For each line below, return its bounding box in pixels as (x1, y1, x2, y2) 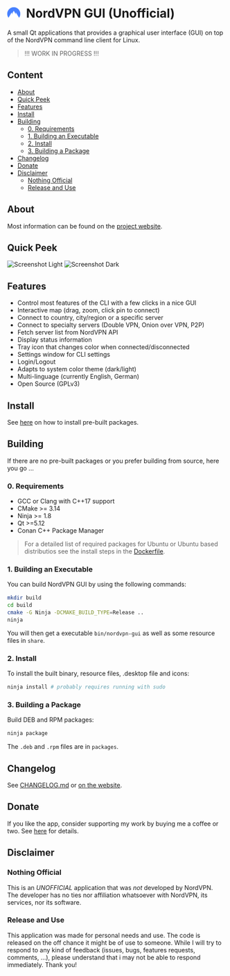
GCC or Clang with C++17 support (17, 497, 115, 506)
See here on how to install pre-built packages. (7, 418, 139, 426)
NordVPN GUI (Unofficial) (26, 6, 175, 21)
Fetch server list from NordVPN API (17, 328, 118, 337)
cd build (7, 602, 33, 609)
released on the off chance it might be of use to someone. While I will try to (7, 938, 222, 947)
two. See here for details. (7, 826, 80, 835)
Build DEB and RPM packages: (7, 716, 94, 724)
